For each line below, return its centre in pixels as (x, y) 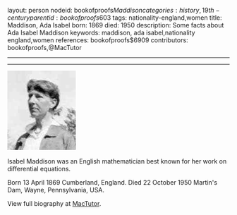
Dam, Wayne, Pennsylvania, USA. (56, 190)
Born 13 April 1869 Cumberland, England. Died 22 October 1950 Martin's (112, 182)
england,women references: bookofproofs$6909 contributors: (98, 40)
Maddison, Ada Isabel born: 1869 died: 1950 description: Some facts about (116, 25)
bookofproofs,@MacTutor (45, 48)
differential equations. (39, 169)
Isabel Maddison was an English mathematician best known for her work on (117, 161)
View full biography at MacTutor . (54, 203)
